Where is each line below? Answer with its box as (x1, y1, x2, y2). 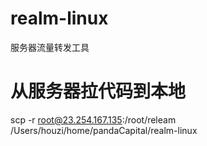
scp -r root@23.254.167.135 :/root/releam (10, 113, 177, 126)
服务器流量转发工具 (10, 41, 90, 53)
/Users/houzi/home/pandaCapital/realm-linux (10, 124, 198, 136)
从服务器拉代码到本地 (10, 80, 187, 103)
